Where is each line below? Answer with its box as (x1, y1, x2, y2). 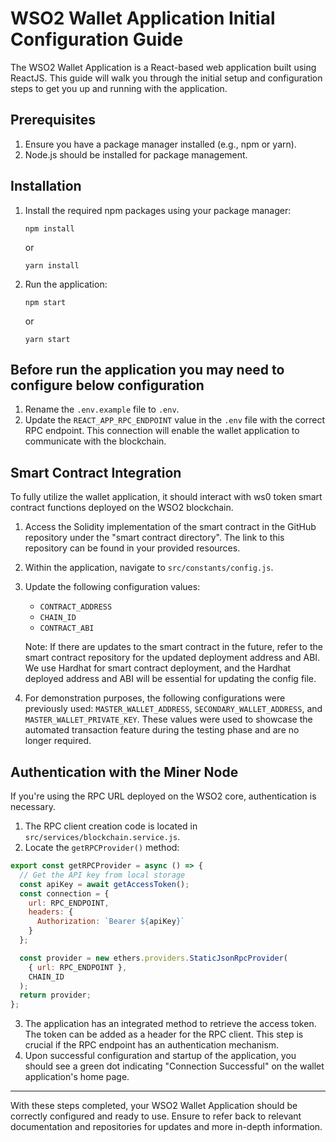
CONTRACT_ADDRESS (39, 602, 113, 612)
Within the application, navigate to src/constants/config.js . (24, 562, 274, 574)
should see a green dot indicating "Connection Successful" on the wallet (24, 1060, 325, 1072)
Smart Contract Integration (10, 464, 182, 481)
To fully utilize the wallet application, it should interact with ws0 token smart (10, 491, 323, 503)
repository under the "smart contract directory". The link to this (24, 532, 285, 544)
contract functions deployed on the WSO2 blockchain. (10, 502, 234, 514)
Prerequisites (10, 112, 96, 129)
